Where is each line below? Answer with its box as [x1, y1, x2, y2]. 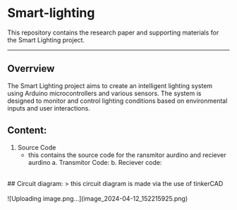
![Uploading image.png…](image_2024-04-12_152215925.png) [7, 194, 188, 202]
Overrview [7, 63, 55, 75]
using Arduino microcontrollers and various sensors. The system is [7, 89, 202, 97]
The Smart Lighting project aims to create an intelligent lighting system [7, 81, 213, 89]
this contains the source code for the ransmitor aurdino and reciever [28, 150, 227, 159]
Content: [7, 125, 47, 137]
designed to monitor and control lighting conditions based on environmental [7, 97, 228, 105]
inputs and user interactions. [7, 104, 90, 112]
